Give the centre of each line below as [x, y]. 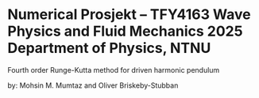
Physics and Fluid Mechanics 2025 [125, 31]
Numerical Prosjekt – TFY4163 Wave [129, 15]
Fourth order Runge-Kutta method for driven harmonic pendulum [114, 70]
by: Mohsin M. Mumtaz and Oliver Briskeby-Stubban [93, 85]
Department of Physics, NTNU [109, 48]
